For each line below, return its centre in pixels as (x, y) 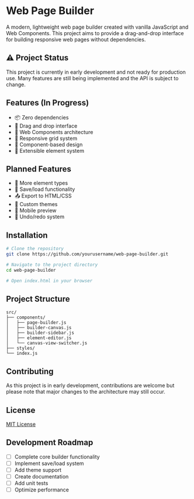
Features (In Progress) (48, 103)
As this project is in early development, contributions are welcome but (90, 385)
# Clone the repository (35, 249)
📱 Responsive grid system (46, 138)
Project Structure (38, 299)
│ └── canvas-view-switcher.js (47, 343)
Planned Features (39, 169)
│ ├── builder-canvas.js (39, 328)
